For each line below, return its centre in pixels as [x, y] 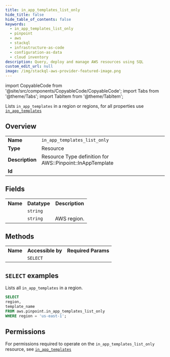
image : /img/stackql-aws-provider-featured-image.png [63, 71]
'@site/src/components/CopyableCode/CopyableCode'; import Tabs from [82, 91]
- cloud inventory [29, 57]
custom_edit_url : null [29, 66]
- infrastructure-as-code [37, 48]
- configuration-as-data [36, 52]
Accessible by [45, 251]
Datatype [39, 203]
